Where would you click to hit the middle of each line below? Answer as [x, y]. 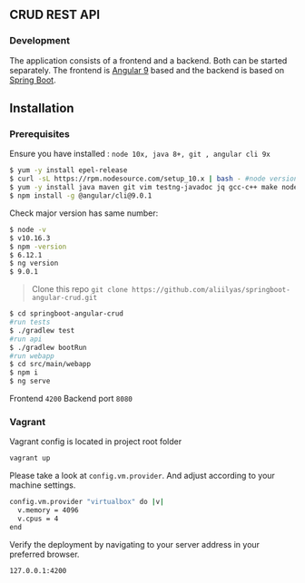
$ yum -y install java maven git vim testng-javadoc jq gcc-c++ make [144, 188]
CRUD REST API [55, 15]
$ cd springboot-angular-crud [67, 314]
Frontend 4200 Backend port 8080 [71, 398]
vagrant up [30, 458]
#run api [26, 339]
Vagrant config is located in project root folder [96, 442]
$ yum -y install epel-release [69, 170]
